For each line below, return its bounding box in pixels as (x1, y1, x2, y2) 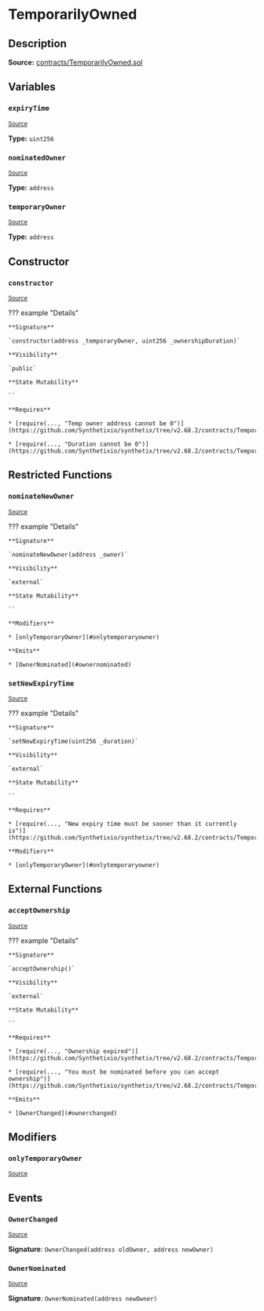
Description (8, 37, 67, 50)
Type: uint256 (8, 134, 54, 143)
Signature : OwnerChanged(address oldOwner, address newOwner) (8, 1244, 214, 1254)
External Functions (8, 883, 103, 896)
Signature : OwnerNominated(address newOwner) (8, 1294, 158, 1303)
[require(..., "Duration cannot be (15, 440, 132, 448)
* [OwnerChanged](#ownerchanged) (8, 1109, 118, 1117)
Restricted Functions (8, 468, 112, 482)
